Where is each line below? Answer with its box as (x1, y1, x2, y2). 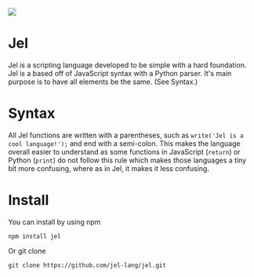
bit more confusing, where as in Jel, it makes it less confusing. (8, 163, 210, 173)
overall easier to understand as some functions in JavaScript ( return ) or (8, 147, 241, 156)
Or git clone (8, 246, 46, 255)
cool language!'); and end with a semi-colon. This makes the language (8, 138, 241, 148)
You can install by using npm (8, 217, 101, 227)
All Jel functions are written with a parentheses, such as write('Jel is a (8, 130, 245, 140)
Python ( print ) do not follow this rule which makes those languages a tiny (8, 155, 247, 165)
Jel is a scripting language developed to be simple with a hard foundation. (8, 60, 247, 70)
